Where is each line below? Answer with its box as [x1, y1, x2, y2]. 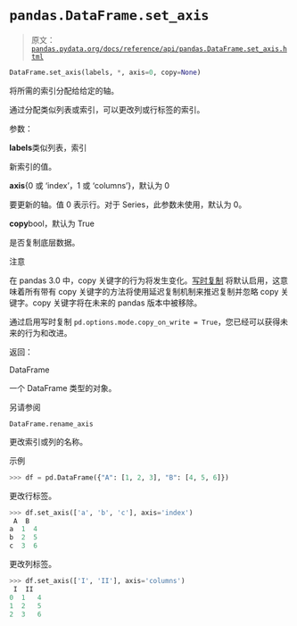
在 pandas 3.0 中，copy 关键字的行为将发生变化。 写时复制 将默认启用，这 [9, 275, 281, 286]
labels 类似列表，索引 [9, 142, 87, 153]
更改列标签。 [9, 559, 56, 570]
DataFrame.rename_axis [9, 419, 94, 429]
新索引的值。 [9, 161, 56, 171]
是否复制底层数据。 [9, 237, 80, 247]
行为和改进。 [24, 327, 72, 338]
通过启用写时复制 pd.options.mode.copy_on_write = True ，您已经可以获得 [9, 316, 281, 327]
